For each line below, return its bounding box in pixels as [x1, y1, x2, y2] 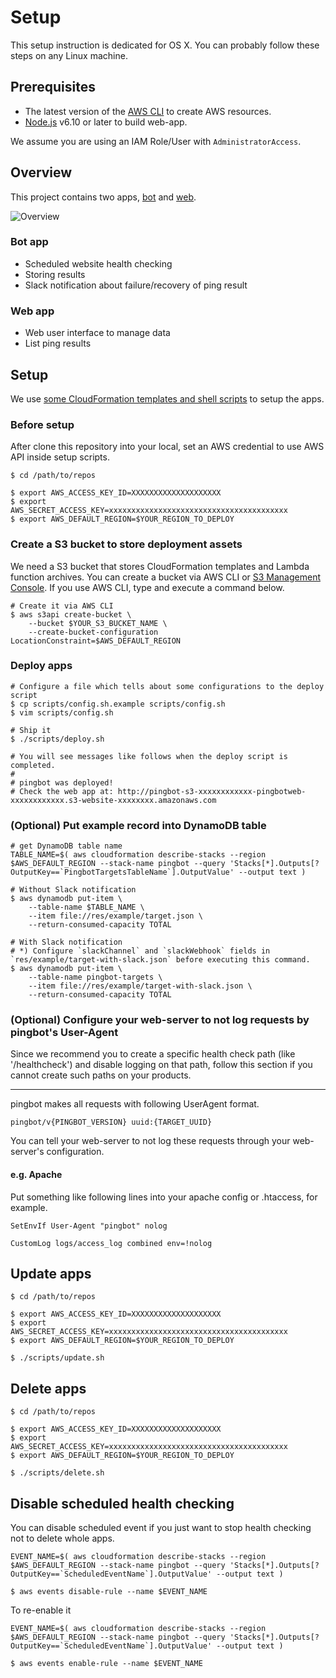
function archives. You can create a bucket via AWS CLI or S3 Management [10, 571, 321, 583]
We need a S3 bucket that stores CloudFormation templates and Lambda [10, 560, 310, 572]
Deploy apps [10, 659, 73, 673]
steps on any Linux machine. [10, 49, 128, 61]
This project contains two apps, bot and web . [10, 191, 197, 203]
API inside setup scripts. [10, 451, 110, 463]
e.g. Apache [10, 1169, 63, 1181]
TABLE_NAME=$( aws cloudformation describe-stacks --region [10, 850, 267, 860]
